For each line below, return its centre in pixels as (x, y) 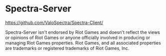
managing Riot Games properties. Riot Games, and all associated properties (83, 42)
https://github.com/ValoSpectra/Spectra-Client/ (54, 22)
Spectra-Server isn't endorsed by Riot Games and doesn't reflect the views (83, 32)
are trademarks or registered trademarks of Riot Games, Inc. (67, 48)
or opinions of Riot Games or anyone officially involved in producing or (78, 37)
